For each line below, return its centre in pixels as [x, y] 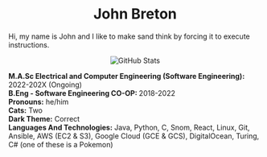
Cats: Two [25, 110]
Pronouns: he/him [39, 101]
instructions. [29, 44]
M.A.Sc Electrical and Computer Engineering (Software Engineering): [127, 76]
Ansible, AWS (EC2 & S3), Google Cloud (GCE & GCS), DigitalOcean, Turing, [134, 136]
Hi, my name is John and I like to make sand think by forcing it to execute [129, 36]
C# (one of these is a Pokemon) [61, 144]
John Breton [135, 14]
